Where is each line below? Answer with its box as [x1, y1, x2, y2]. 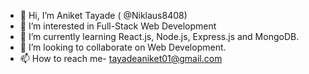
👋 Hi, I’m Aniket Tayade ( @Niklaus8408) [19, 10, 188, 21]
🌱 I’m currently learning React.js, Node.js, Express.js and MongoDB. [19, 31, 300, 42]
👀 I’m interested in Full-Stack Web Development [19, 20, 217, 32]
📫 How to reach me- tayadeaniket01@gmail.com [19, 53, 223, 64]
